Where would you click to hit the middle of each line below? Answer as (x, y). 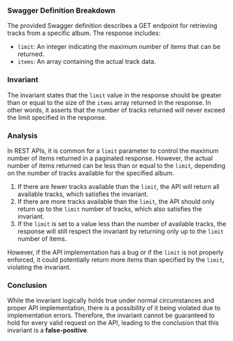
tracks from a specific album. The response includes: (84, 33)
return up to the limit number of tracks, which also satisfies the (110, 209)
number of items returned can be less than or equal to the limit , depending (116, 165)
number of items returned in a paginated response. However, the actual (110, 158)
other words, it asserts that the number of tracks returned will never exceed (116, 110)
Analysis (23, 135)
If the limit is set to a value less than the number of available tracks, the (122, 223)
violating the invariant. (39, 267)
